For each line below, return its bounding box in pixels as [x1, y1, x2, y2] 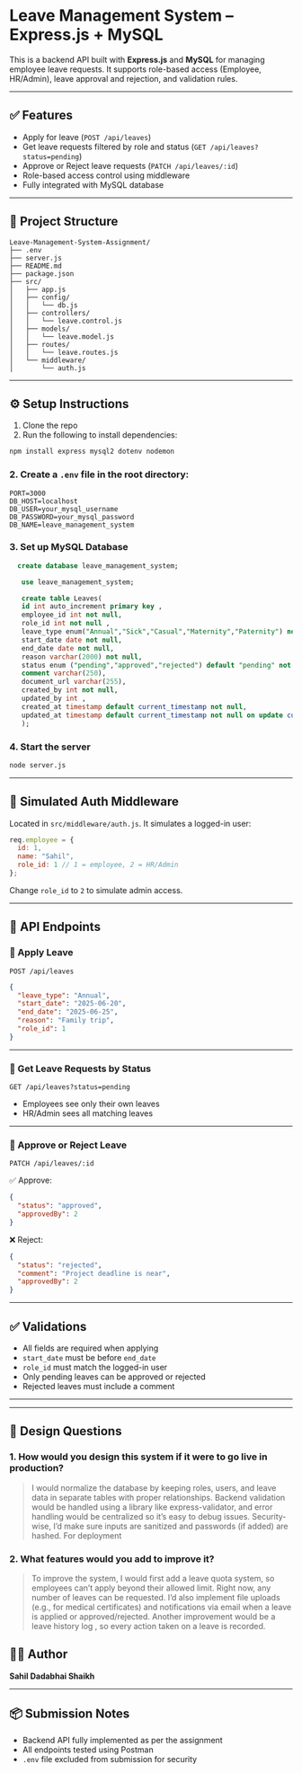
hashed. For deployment [31, 1529, 122, 1541]
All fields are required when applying [22, 1343, 159, 1353]
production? [9, 1462, 65, 1475]
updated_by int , [21, 694, 87, 704]
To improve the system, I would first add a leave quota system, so [31, 1574, 275, 1584]
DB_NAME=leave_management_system [9, 520, 135, 529]
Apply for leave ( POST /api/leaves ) [22, 131, 152, 142]
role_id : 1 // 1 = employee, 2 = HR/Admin [17, 860, 179, 870]
